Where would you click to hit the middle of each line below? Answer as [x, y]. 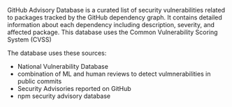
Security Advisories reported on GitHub [74, 89]
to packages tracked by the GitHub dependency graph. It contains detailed [115, 17]
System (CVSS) [30, 40]
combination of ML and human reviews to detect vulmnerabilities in [114, 74]
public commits [39, 81]
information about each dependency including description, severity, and [111, 25]
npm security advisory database [64, 96]
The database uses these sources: [57, 53]
